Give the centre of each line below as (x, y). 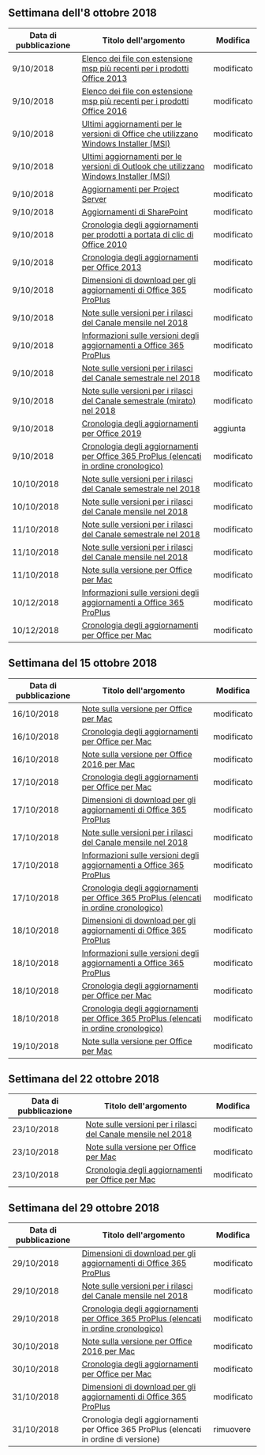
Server (94, 199)
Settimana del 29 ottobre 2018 (84, 1208)
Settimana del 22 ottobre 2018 (84, 1079)
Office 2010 (105, 244)
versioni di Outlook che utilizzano (143, 166)
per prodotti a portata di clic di (138, 234)
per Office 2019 (112, 433)
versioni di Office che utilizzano (140, 134)
